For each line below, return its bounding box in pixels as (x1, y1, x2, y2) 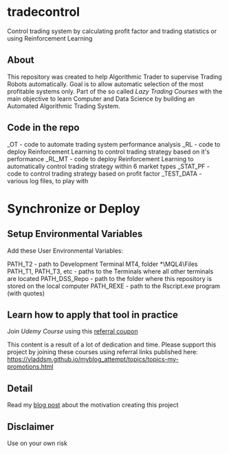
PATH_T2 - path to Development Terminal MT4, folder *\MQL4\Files (7, 260, 198, 268)
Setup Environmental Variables (7, 228, 143, 240)
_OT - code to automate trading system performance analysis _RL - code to (7, 140, 221, 148)
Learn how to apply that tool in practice (7, 309, 179, 320)
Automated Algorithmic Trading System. (7, 101, 120, 110)
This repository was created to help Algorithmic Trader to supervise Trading (7, 72, 222, 81)
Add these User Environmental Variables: (7, 246, 124, 255)
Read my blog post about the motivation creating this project (7, 401, 179, 409)
